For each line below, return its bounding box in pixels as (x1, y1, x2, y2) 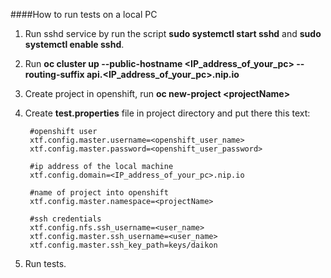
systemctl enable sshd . (24, 39, 125, 50)
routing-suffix (24, 69, 85, 80)
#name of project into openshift (29, 188, 169, 198)
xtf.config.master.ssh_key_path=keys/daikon (29, 240, 218, 250)
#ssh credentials (29, 214, 102, 224)
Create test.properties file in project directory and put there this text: (24, 107, 311, 119)
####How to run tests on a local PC (10, 9, 158, 20)
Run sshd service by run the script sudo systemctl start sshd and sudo (24, 28, 322, 39)
